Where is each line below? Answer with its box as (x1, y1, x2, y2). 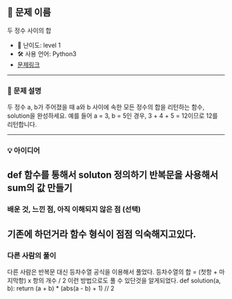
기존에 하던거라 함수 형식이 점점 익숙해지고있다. (7, 228, 197, 240)
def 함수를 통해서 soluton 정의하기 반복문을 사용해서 (7, 169, 219, 181)
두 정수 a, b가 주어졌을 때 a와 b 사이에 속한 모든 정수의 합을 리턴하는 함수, (7, 103, 205, 111)
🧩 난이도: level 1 (17, 41, 61, 49)
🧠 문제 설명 (7, 86, 41, 96)
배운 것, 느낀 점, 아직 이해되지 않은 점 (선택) (7, 205, 142, 215)
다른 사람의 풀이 (7, 251, 57, 260)
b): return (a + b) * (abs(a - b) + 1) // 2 (7, 284, 115, 293)
